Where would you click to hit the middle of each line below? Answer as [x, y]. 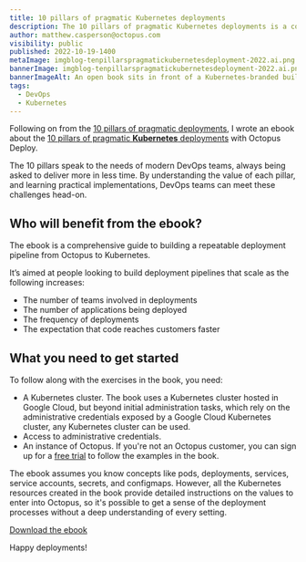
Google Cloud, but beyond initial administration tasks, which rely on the [156, 407]
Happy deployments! [49, 547]
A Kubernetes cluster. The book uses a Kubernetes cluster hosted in [151, 397]
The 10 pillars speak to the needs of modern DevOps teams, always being [148, 166]
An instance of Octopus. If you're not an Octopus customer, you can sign [159, 446]
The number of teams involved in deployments [110, 300]
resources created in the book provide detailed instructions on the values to [152, 493]
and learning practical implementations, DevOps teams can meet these [143, 185]
